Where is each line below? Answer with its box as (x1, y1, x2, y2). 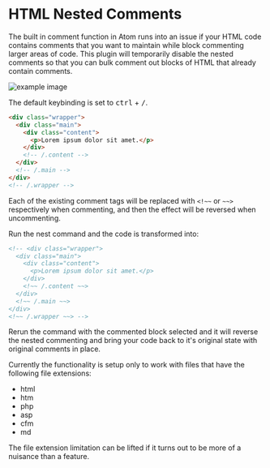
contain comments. (8, 66, 73, 75)
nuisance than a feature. (8, 452, 90, 462)
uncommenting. (8, 213, 61, 223)
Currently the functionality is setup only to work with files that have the (8, 360, 245, 370)
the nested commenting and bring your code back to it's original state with (8, 336, 258, 346)
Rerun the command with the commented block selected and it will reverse (8, 327, 259, 337)
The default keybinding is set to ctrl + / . (8, 97, 148, 107)
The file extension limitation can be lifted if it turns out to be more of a (8, 443, 242, 453)
